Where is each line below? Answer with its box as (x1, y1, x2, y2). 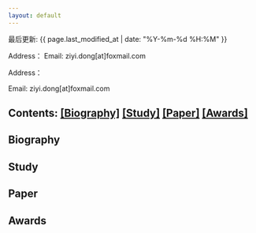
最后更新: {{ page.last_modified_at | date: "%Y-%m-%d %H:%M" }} (8, 34, 228, 43)
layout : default (8, 11, 61, 20)
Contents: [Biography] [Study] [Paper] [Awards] (8, 107, 248, 120)
